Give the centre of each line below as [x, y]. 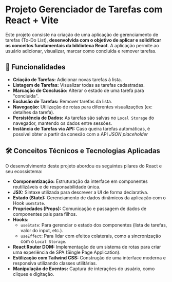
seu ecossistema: [24, 171]
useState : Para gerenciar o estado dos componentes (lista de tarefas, [94, 225]
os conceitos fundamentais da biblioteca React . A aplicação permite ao [82, 45]
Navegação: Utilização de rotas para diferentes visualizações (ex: [83, 107]
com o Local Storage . [43, 241]
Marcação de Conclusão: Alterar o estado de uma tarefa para [78, 90]
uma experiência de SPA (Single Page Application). [66, 252]
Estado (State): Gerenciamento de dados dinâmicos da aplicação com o [89, 198]
